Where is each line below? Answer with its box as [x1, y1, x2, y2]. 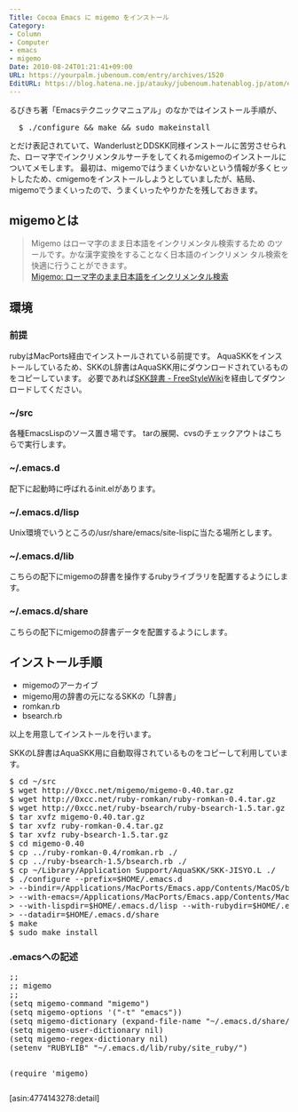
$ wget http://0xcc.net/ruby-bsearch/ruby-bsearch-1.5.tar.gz [9, 803, 286, 814]
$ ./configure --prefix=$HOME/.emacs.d [9, 874, 183, 885]
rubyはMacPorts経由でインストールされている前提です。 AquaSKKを [9, 351, 260, 361]
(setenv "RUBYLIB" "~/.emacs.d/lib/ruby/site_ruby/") [9, 1043, 248, 1052]
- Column [9, 29, 42, 38]
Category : [9, 21, 46, 30]
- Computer [9, 37, 50, 47]
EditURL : [9, 79, 42, 88]
